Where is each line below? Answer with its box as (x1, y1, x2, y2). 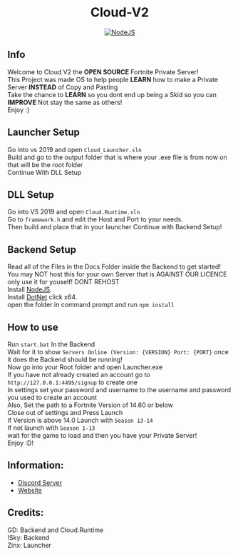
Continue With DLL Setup (7, 168, 82, 176)
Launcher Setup (7, 126, 80, 139)
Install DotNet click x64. (7, 293, 78, 301)
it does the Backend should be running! (7, 355, 123, 364)
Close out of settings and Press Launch (7, 409, 123, 416)
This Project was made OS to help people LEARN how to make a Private (7, 75, 219, 84)
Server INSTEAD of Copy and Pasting (7, 83, 118, 91)
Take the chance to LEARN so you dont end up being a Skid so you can (7, 90, 217, 99)
